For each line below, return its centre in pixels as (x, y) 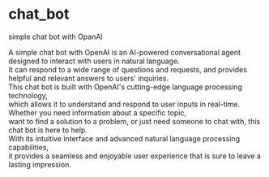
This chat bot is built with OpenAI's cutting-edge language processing (126, 87)
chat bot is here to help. (48, 130)
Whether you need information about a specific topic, (98, 112)
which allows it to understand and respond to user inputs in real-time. (124, 104)
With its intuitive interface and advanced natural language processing (124, 138)
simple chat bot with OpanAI (56, 37)
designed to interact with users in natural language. (94, 61)
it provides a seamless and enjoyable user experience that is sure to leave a (135, 156)
